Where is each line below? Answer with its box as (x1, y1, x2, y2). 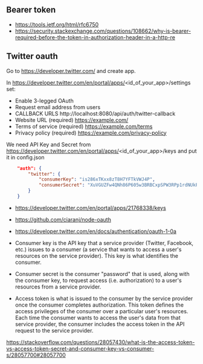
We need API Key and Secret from (6, 141, 91, 148)
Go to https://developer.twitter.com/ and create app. (6, 67, 136, 74)
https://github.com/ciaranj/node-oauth (14, 216, 112, 223)
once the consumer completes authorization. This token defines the (14, 301, 184, 308)
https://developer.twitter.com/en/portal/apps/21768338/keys (14, 204, 166, 211)
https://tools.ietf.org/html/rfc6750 (14, 21, 99, 28)
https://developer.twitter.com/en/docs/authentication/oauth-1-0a (14, 228, 177, 235)
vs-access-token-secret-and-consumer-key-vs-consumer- (6, 345, 155, 352)
